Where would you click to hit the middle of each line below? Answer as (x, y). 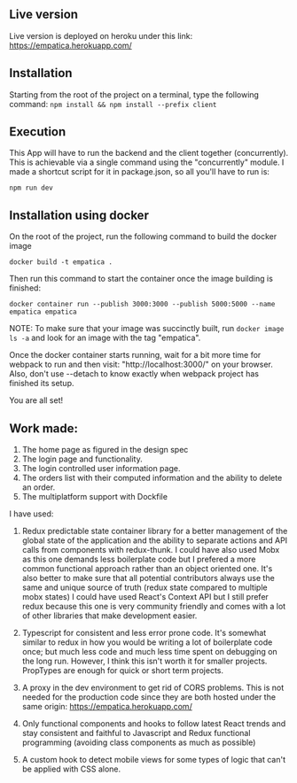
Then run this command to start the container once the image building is (141, 279)
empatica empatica (43, 312)
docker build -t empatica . (61, 262)
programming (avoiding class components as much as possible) (139, 742)
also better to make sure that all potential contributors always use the (148, 578)
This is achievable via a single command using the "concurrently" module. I (147, 162)
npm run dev (31, 188)
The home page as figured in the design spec (105, 450)
